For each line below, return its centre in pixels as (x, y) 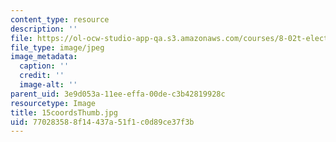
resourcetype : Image (53, 103)
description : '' (44, 29)
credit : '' (42, 76)
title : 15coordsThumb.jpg (64, 112)
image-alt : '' (48, 85)
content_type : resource (60, 19)
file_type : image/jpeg (57, 47)
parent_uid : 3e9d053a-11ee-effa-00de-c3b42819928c (118, 94)
